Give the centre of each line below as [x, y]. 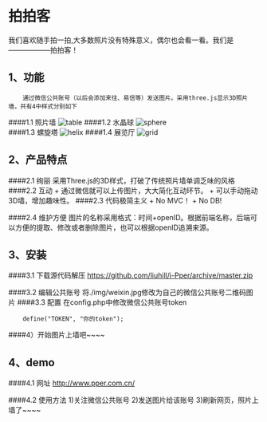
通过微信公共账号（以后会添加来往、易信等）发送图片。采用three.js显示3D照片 [135, 98]
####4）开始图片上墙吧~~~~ [57, 335]
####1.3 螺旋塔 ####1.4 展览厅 [72, 132]
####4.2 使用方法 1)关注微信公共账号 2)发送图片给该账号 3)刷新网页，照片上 [133, 400]
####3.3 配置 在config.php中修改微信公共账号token [102, 302]
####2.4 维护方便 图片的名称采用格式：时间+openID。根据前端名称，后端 [130, 217]
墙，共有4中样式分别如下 [43, 106]
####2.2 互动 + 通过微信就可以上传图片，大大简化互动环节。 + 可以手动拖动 [133, 190]
